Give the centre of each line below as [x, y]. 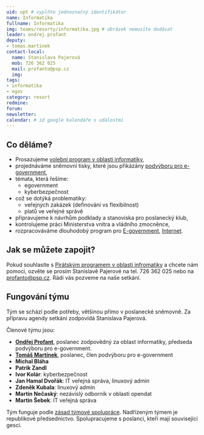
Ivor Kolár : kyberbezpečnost [51, 374]
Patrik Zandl [31, 368]
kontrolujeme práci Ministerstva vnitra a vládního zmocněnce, [93, 224]
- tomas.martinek [28, 46]
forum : [15, 108]
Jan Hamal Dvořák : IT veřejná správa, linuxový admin [82, 381]
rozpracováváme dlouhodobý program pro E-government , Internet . [99, 231]
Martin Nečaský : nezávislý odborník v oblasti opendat [83, 393]
